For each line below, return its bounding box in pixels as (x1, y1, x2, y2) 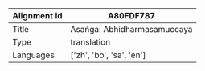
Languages (12, 49, 55, 61)
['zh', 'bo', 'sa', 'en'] (70, 49, 146, 61)
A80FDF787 (107, 10, 155, 21)
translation (70, 37, 111, 47)
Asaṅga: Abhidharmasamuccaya (70, 24, 193, 34)
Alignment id (12, 10, 63, 21)
